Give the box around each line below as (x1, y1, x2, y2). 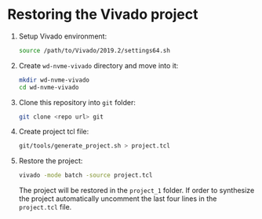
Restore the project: (18, 156, 83, 166)
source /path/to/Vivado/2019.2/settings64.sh (18, 46, 170, 54)
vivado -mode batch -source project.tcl (18, 171, 153, 180)
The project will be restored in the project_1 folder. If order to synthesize (18, 186, 255, 195)
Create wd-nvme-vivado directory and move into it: (18, 60, 179, 70)
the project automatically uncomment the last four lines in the (18, 194, 217, 203)
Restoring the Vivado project (7, 5, 198, 24)
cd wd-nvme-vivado (18, 83, 79, 91)
